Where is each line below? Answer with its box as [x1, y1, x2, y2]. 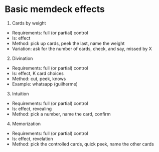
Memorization [12, 120, 41, 126]
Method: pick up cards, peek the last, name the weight [12, 40, 125, 46]
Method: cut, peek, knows [12, 75, 66, 81]
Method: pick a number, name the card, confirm [12, 111, 111, 117]
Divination [12, 55, 33, 61]
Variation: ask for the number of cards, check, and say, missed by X [12, 45, 152, 51]
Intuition [12, 90, 29, 96]
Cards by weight [12, 20, 46, 26]
